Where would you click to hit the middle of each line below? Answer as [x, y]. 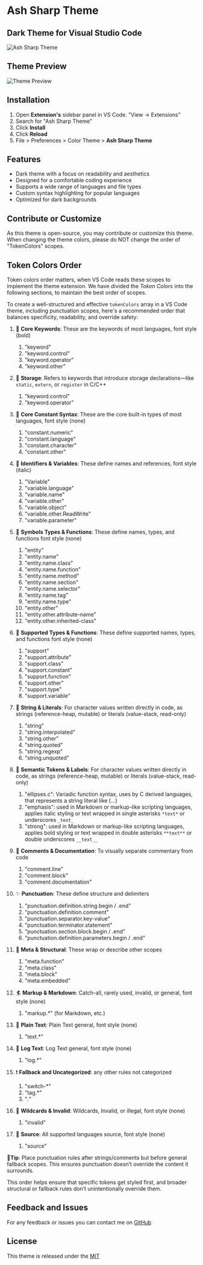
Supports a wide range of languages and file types [78, 187]
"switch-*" [38, 1086]
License [22, 1241]
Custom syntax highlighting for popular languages [78, 193]
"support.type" [43, 689]
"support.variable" [48, 696]
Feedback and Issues [48, 1208]
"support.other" [44, 683]
